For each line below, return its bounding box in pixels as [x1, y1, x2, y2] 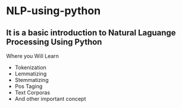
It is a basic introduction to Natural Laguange [6, 28, 177, 38]
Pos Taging [14, 83, 43, 90]
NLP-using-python [6, 4, 101, 18]
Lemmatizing [14, 70, 47, 77]
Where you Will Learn [6, 53, 59, 60]
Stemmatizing [14, 77, 49, 83]
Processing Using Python [6, 37, 102, 47]
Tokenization [14, 64, 46, 71]
